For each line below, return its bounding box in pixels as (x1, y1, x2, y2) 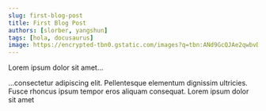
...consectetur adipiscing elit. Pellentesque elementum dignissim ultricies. (8, 78, 248, 88)
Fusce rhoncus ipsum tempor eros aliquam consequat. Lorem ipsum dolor (8, 86, 249, 96)
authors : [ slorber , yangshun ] (8, 26, 108, 34)
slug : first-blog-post (8, 11, 83, 20)
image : (8, 41, 30, 49)
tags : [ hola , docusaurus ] (8, 33, 93, 42)
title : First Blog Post (8, 19, 87, 27)
